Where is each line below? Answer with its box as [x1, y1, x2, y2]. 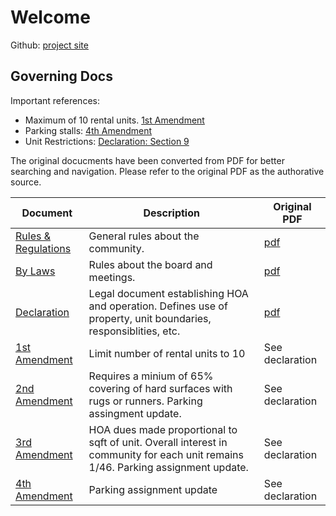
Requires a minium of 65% [88, 369, 214, 383]
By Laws [15, 264, 56, 278]
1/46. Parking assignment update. [88, 460, 249, 474]
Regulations [15, 241, 72, 255]
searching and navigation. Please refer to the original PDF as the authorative [10, 165, 325, 177]
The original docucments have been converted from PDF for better [10, 154, 285, 166]
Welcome [10, 6, 91, 29]
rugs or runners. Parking [88, 394, 203, 408]
